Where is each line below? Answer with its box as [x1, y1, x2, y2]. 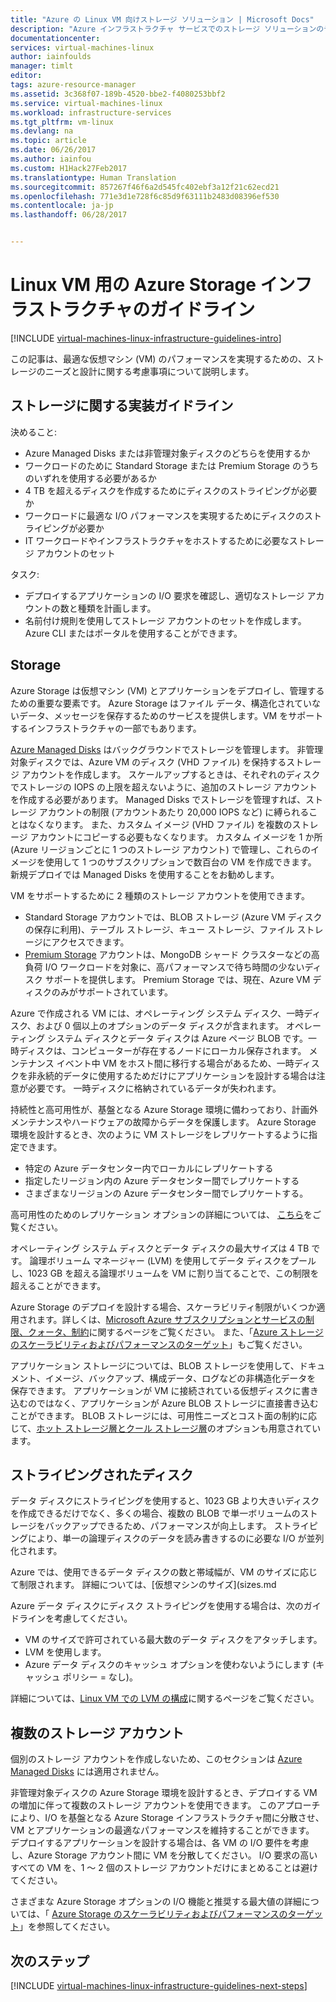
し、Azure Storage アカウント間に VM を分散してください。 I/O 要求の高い [10, 1849, 318, 1861]
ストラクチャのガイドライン [27, 299, 256, 321]
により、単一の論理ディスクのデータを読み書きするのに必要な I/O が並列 [27, 1532, 325, 1545]
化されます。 [10, 1545, 63, 1557]
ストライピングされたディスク [10, 1466, 194, 1483]
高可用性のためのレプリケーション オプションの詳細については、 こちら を [10, 1208, 313, 1220]
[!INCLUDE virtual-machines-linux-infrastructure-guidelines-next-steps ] [10, 1980, 308, 1991]
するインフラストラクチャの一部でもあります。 [10, 722, 202, 734]
